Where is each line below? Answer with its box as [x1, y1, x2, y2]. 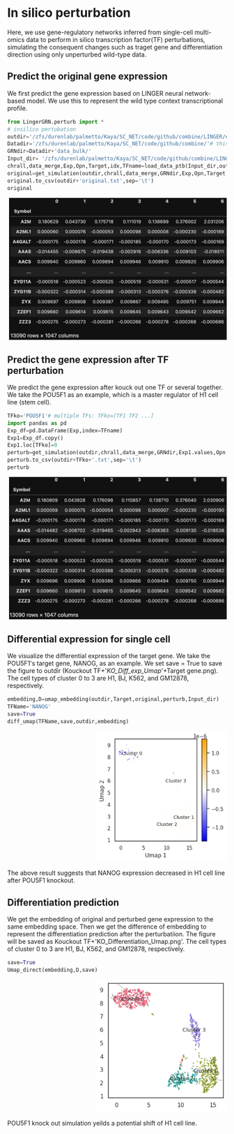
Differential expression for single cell [7, 633, 171, 645]
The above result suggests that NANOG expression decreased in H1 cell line [7, 868, 225, 878]
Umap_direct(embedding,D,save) [7, 966, 98, 974]
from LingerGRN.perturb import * [7, 118, 104, 125]
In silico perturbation [7, 5, 131, 21]
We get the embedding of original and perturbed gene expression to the [7, 915, 214, 924]
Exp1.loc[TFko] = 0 [7, 442, 58, 449]
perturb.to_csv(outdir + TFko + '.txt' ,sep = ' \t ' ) [7, 456, 141, 464]
